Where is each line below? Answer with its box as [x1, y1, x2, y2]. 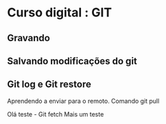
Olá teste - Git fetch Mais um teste [7, 110, 104, 118]
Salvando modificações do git [7, 55, 137, 66]
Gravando [7, 32, 50, 44]
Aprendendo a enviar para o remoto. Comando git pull [7, 97, 160, 105]
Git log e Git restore [7, 79, 91, 90]
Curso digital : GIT [7, 5, 112, 21]
